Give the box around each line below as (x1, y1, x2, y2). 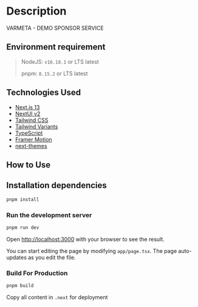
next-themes (15, 142, 47, 149)
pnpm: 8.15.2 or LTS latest (21, 70, 88, 77)
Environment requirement (6, 42, 106, 52)
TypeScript (15, 129, 43, 137)
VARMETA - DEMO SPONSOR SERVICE (6, 24, 104, 32)
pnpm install (6, 196, 39, 203)
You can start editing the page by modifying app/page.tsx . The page (6, 247, 177, 254)
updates (6, 254, 27, 261)
